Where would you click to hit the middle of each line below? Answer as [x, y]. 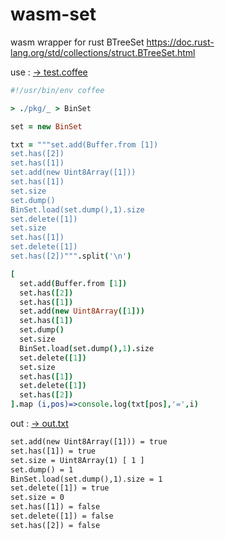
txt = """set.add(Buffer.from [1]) [84, 144]
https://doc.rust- [180, 42]
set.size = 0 [37, 498]
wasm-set [53, 14]
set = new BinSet [46, 126]
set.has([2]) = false [55, 525]
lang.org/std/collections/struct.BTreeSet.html [103, 52]
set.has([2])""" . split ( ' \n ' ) [71, 256]
